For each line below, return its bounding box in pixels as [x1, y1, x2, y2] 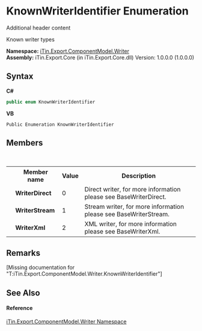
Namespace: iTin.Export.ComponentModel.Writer [6, 47, 130, 55]
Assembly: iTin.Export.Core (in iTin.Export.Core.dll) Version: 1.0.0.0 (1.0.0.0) [6, 54, 194, 61]
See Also [6, 288, 40, 298]
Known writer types [6, 36, 55, 43]
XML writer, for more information [84, 220, 177, 228]
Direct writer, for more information [84, 185, 181, 194]
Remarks [6, 248, 41, 258]
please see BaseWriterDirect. [84, 193, 167, 201]
